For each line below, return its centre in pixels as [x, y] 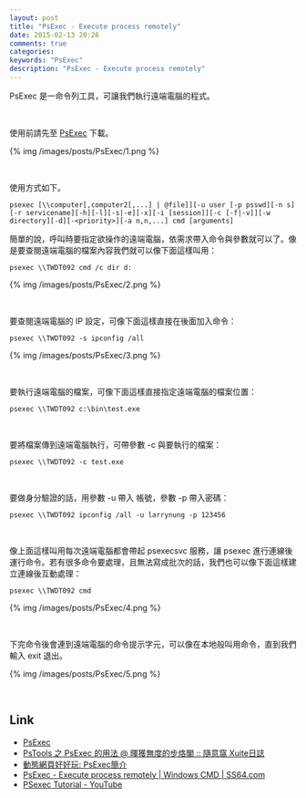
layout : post [34, 18]
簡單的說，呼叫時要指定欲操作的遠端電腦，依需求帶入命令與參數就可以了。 [149, 239]
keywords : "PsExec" [46, 60]
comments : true [38, 43]
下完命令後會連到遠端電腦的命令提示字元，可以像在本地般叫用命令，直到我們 [153, 644]
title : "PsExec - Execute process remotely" [95, 26]
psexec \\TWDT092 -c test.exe [67, 461]
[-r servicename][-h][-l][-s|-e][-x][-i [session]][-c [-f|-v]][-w [140, 212]
